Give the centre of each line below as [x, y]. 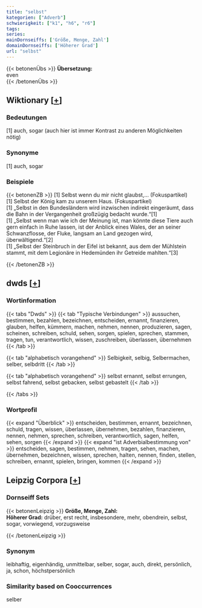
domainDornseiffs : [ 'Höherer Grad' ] [52, 46]
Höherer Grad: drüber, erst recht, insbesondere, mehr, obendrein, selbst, [97, 517]
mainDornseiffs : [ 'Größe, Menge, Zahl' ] [58, 40]
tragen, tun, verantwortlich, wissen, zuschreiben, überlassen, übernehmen [99, 339]
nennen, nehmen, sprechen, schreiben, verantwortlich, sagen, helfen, [93, 436]
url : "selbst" [24, 51]
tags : [13, 29]
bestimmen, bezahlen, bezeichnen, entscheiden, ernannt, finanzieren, [93, 320]
